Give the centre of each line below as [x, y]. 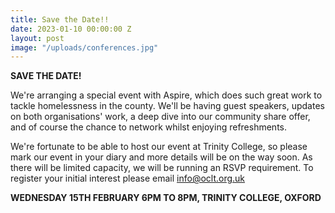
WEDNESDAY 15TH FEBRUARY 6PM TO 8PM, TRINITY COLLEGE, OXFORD [166, 198]
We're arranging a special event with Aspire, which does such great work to [166, 95]
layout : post [37, 38]
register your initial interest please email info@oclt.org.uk [128, 178]
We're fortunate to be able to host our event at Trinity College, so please [159, 147]
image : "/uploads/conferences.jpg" [84, 47]
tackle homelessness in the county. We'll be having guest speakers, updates [167, 106]
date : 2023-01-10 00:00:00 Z [71, 29]
